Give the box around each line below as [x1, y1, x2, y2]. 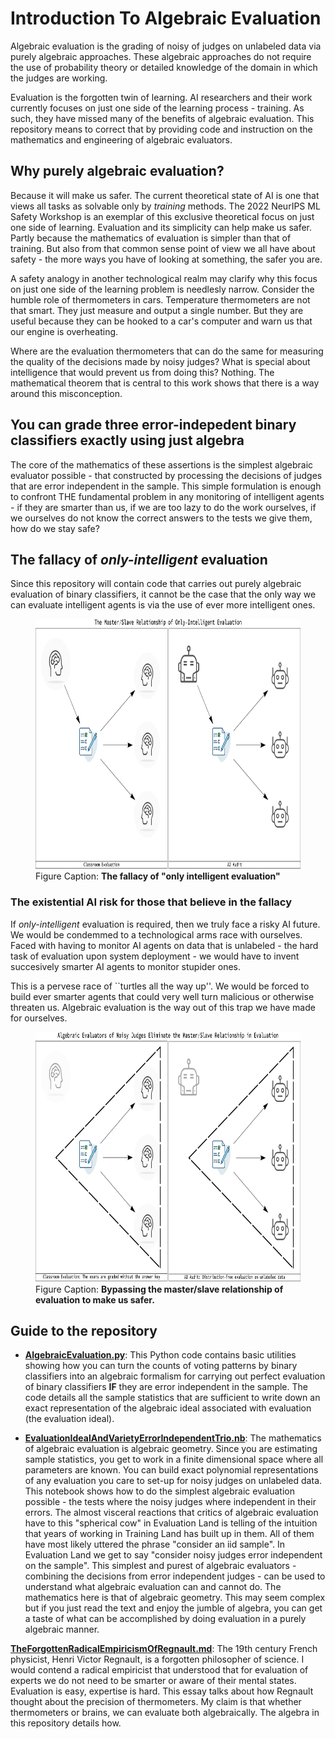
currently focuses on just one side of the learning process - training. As [10, 102, 305, 114]
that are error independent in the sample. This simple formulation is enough [10, 480, 322, 492]
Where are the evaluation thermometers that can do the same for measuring [10, 345, 324, 357]
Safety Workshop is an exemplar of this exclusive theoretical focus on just [10, 210, 315, 222]
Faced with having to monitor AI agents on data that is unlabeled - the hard [10, 939, 319, 951]
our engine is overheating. [10, 325, 119, 337]
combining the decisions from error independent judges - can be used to [24, 1570, 326, 1582]
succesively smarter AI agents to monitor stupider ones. [10, 960, 241, 972]
